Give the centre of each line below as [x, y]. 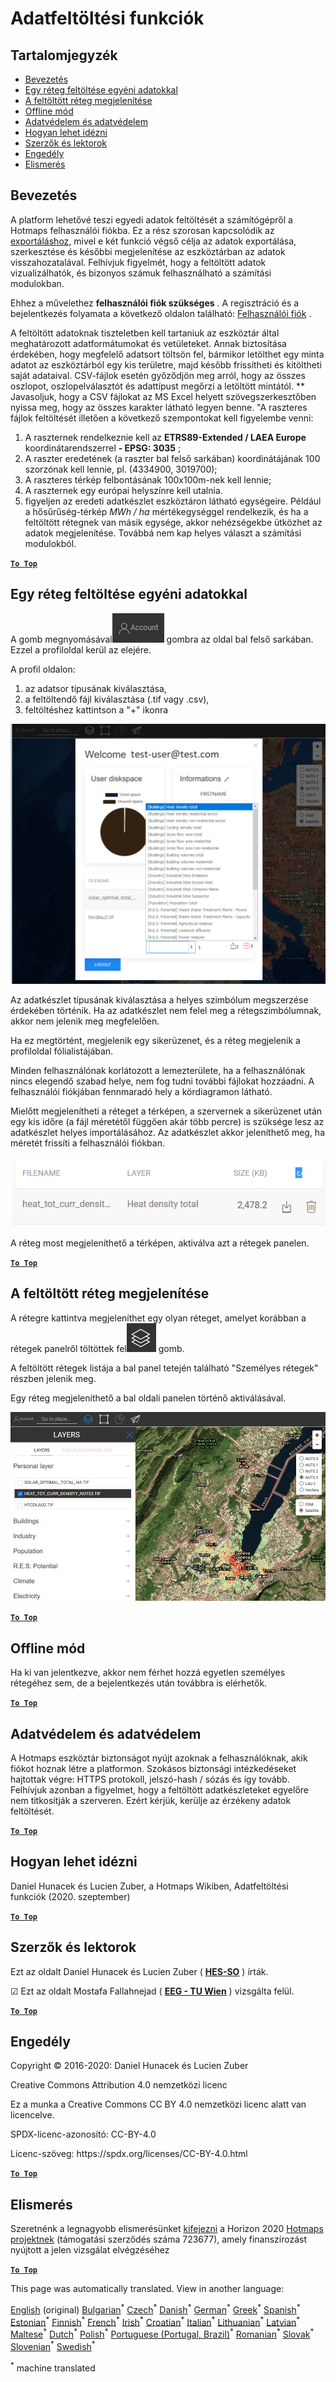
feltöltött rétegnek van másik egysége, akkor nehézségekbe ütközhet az [173, 522]
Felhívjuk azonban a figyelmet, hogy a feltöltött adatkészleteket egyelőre [159, 1789]
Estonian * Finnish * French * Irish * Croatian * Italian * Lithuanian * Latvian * [155, 2321]
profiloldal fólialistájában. [62, 1051]
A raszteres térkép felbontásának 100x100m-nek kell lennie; [148, 479]
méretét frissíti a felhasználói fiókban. [87, 1143]
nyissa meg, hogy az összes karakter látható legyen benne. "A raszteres [159, 407]
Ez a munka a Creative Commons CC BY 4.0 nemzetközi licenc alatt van [158, 2104]
